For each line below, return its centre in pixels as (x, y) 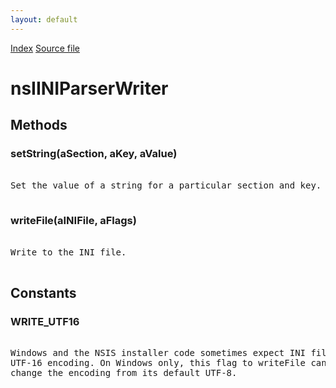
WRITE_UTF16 (45, 322)
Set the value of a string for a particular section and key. (166, 185)
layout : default (44, 19)
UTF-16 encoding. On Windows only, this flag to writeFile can (168, 363)
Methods (39, 125)
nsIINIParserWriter (89, 88)
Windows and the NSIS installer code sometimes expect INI (158, 353)
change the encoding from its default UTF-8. (124, 373)
